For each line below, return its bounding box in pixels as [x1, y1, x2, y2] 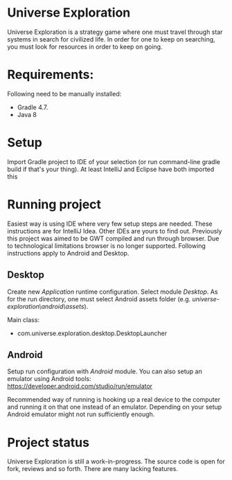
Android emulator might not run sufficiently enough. [7, 410, 155, 418]
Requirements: [7, 67, 94, 82]
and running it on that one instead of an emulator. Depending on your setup [7, 403, 222, 411]
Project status [7, 434, 90, 450]
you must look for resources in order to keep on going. [7, 42, 163, 51]
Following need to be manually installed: [7, 89, 122, 98]
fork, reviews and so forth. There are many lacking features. [7, 465, 179, 473]
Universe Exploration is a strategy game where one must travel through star [7, 28, 223, 36]
